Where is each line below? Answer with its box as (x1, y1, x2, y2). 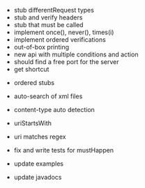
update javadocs (13, 173, 62, 181)
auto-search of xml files (13, 92, 83, 100)
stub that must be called (13, 21, 84, 29)
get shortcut (13, 65, 49, 73)
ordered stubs (13, 79, 54, 86)
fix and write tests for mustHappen (13, 146, 114, 154)
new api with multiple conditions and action (13, 50, 139, 58)
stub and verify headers (13, 13, 83, 22)
